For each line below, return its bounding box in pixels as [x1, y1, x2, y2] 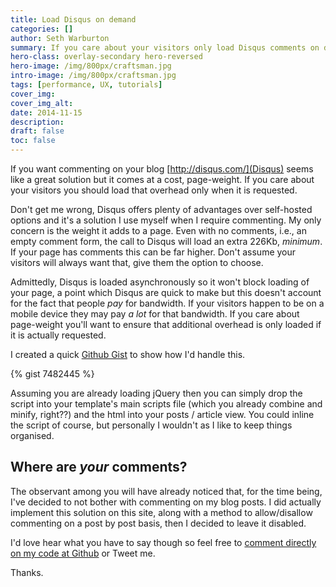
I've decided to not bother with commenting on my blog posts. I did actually [10, 496, 322, 508]
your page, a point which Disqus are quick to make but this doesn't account [10, 287, 322, 298]
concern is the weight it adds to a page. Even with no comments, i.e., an [10, 225, 307, 236]
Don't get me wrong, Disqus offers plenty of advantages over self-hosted [10, 204, 313, 215]
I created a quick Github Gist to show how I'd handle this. [10, 349, 246, 360]
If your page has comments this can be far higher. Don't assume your [10, 246, 297, 258]
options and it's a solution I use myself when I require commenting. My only [10, 214, 322, 226]
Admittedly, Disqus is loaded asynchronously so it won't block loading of [10, 276, 310, 288]
